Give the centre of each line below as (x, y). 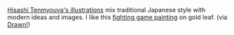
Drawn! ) (19, 24)
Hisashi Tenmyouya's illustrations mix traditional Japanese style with (106, 10)
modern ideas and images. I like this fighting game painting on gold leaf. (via (117, 17)
